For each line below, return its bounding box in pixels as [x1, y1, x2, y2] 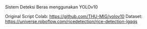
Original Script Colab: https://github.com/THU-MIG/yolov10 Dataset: [5, 14, 143, 19]
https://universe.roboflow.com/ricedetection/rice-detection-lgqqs [5, 19, 138, 24]
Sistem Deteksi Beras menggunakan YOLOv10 [5, 4, 98, 10]
